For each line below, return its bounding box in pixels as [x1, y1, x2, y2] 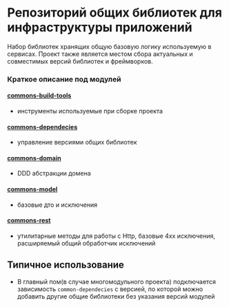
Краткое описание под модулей [7, 74, 121, 84]
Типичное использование [7, 259, 124, 271]
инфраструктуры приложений [7, 19, 192, 35]
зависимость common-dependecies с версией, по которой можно [17, 285, 203, 293]
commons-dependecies [7, 122, 78, 131]
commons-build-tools [7, 91, 72, 100]
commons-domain [7, 153, 61, 162]
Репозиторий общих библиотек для [7, 5, 223, 21]
